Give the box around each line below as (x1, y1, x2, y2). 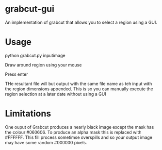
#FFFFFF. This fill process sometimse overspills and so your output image (5, 134, 153, 140)
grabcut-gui (5, 3, 55, 15)
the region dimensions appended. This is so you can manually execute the (5, 86, 154, 92)
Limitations (5, 108, 51, 119)
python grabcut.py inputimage (5, 52, 65, 58)
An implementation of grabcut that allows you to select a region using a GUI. (5, 19, 158, 25)
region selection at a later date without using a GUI (5, 91, 106, 97)
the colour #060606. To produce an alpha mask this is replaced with (5, 129, 142, 135)
